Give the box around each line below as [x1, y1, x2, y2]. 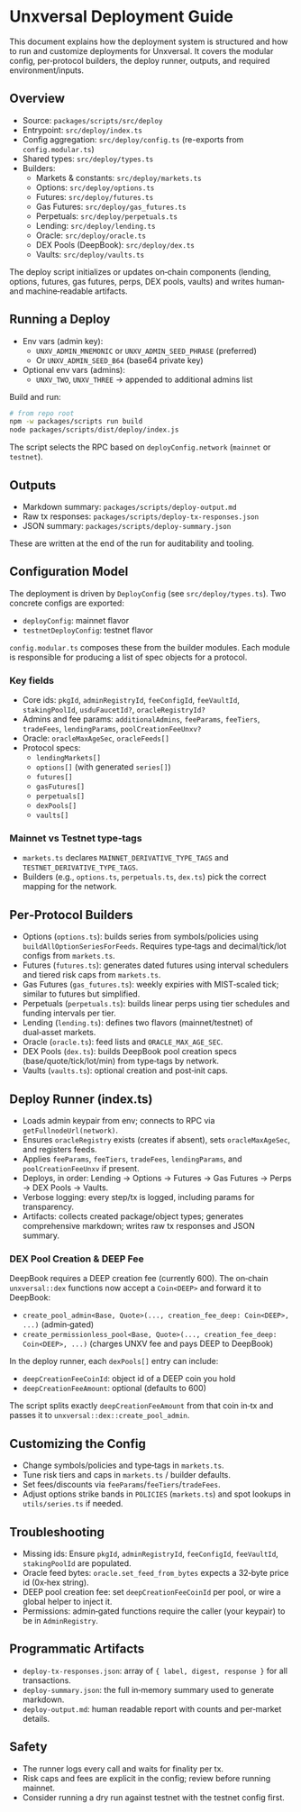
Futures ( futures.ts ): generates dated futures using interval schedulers [22, 960, 289, 970]
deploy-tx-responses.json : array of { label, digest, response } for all [22, 1665, 288, 1676]
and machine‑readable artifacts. [9, 286, 128, 296]
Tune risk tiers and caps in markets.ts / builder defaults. [22, 1470, 232, 1480]
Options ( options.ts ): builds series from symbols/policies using [22, 931, 259, 942]
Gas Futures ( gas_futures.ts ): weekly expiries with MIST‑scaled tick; [22, 979, 279, 990]
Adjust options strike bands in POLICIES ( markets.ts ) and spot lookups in [22, 1489, 291, 1499]
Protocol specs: [22, 742, 81, 753]
